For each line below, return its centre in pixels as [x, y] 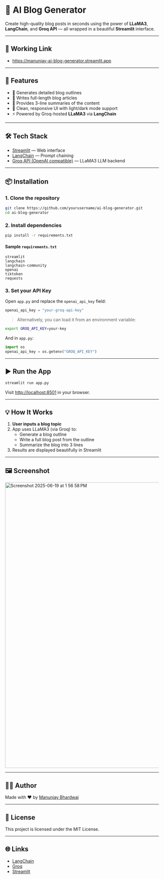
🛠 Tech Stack [26, 136]
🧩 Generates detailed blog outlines [47, 92]
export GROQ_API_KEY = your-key [36, 329]
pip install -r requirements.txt [39, 236]
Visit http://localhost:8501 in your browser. [48, 392]
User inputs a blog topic [37, 424]
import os [15, 347]
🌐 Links [17, 849]
